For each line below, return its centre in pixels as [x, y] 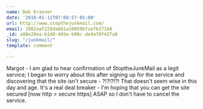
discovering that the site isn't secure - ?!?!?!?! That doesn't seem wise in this [101, 81]
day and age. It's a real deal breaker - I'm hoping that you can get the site [98, 87]
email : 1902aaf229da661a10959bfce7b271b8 [59, 29]
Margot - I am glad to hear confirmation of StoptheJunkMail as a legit [92, 68]
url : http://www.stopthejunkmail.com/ [55, 23]
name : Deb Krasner [29, 12]
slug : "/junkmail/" [31, 40]
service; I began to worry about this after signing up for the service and [95, 74]
